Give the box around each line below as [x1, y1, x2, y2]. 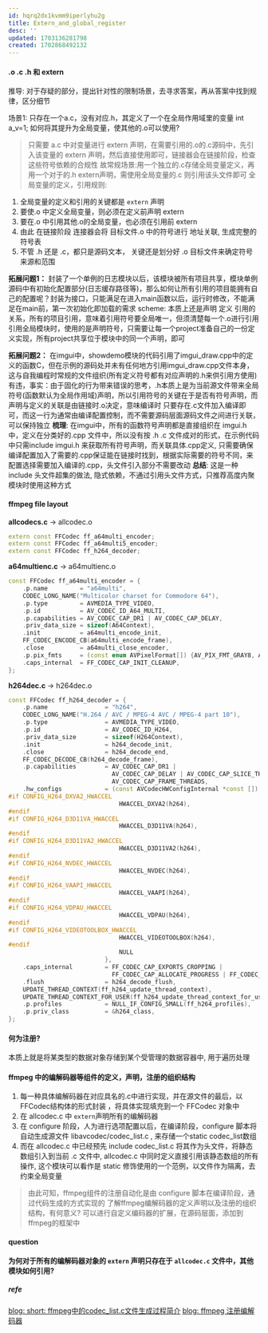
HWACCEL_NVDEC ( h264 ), [118, 867, 191, 875]
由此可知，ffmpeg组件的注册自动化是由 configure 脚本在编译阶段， [27, 1189, 249, 1198]
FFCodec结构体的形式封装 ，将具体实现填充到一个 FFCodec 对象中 [19, 1102, 240, 1111]
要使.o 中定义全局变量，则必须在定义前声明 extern [19, 207, 185, 216]
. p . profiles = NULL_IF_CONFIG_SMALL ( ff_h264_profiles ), [22, 1000, 251, 1008]
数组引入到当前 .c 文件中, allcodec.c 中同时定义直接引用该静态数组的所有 [19, 1151, 259, 1161]
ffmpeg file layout [8, 499, 69, 508]
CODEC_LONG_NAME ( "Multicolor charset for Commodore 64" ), [22, 591, 219, 599]
